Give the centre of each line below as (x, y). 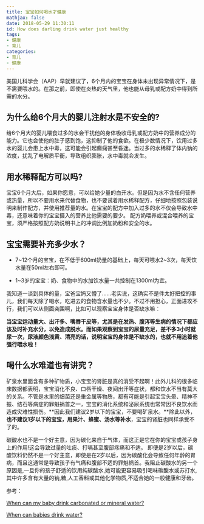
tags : (13, 35)
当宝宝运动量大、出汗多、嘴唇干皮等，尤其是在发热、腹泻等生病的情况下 (97, 321)
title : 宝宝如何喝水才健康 (36, 12)
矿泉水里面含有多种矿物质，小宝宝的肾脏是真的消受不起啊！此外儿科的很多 (99, 381)
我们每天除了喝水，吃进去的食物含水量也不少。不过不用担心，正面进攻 (104, 301)
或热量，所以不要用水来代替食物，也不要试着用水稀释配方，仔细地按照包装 (99, 200)
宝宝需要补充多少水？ (46, 244)
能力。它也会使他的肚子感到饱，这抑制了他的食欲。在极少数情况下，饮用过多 (102, 141)
